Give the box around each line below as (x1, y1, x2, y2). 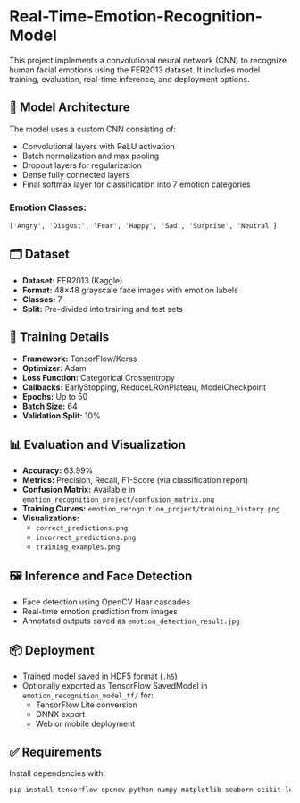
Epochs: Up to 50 (21, 391, 87, 401)
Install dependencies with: (9, 767, 106, 779)
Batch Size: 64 (21, 401, 78, 411)
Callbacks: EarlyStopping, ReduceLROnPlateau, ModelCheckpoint (21, 382, 266, 393)
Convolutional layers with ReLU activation (21, 140, 176, 151)
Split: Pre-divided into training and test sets (21, 303, 183, 314)
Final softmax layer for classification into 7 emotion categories (21, 179, 252, 190)
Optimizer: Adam (21, 362, 87, 373)
